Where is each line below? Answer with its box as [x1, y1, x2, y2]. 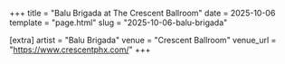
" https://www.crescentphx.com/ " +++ [9, 44, 151, 55]
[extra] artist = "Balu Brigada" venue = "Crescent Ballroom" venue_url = [9, 35, 277, 45]
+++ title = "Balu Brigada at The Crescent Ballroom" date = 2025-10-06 [9, 8, 276, 18]
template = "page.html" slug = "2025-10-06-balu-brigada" [9, 17, 228, 28]
